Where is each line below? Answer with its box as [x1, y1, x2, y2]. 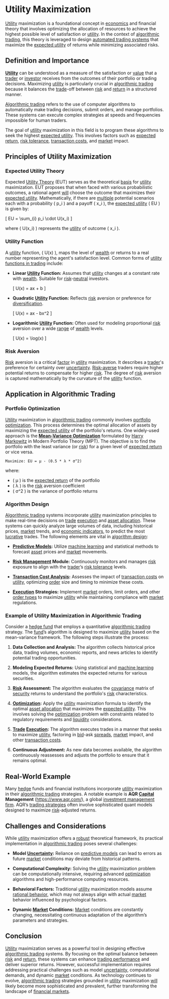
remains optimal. [12, 757, 47, 764]
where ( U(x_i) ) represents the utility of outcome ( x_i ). [5, 225, 120, 231]
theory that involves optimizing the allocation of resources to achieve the [5, 25, 156, 31]
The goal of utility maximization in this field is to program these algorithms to [5, 127, 164, 133]
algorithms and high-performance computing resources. [12, 876, 130, 882]
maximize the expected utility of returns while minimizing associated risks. [5, 41, 159, 47]
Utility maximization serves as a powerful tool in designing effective [5, 945, 145, 951]
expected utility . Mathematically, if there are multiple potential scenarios [5, 195, 154, 201]
